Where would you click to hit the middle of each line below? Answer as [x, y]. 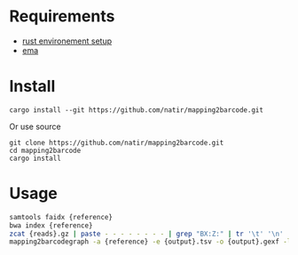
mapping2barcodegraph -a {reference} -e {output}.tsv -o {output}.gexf [144, 242]
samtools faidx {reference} [61, 217]
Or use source [35, 126]
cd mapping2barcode [45, 150]
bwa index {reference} [51, 225]
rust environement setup [67, 41]
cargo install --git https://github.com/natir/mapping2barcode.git [137, 110]
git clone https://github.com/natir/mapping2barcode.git [117, 143]
